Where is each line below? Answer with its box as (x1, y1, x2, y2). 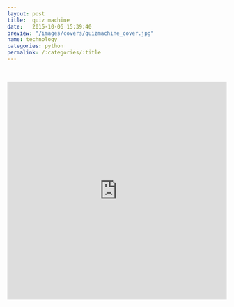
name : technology (7, 36, 58, 43)
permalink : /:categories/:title (7, 49, 101, 56)
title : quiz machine (7, 17, 70, 24)
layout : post (7, 10, 45, 17)
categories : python (7, 42, 64, 49)
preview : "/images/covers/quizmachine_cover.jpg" (7, 29, 155, 37)
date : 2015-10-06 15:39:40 (7, 23, 92, 30)
